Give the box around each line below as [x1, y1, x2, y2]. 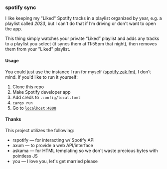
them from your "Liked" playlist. [5, 46, 71, 52]
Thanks [5, 116, 21, 122]
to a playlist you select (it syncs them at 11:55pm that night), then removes [5, 41, 157, 47]
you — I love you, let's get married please [12, 158, 98, 164]
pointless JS [12, 153, 38, 159]
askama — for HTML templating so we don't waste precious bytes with [12, 148, 158, 154]
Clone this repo [12, 84, 44, 90]
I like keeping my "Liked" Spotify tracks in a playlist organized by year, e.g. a [5, 15, 162, 21]
